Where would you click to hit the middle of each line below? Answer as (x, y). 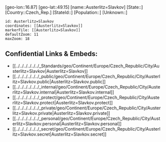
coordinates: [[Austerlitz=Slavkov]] (44, 26)
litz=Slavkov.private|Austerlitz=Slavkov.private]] (61, 113)
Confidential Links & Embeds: (51, 54)
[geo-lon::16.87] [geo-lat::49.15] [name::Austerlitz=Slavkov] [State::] (74, 7)
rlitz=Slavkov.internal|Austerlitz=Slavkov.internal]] (63, 92)
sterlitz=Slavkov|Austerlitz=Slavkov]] (50, 71)
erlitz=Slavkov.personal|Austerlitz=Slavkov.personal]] (67, 124)
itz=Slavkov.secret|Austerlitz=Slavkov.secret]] (59, 134)
